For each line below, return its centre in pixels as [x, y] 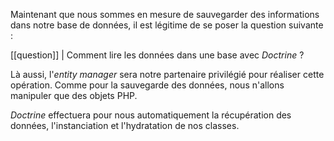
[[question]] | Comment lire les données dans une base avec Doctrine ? [157, 55]
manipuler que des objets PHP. [74, 95]
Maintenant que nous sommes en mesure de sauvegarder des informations [165, 14]
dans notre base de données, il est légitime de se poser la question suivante [167, 25]
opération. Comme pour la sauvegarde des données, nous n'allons [147, 85]
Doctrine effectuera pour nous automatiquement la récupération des [151, 115]
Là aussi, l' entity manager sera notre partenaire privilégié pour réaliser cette [167, 74]
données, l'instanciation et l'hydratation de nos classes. [125, 125]
